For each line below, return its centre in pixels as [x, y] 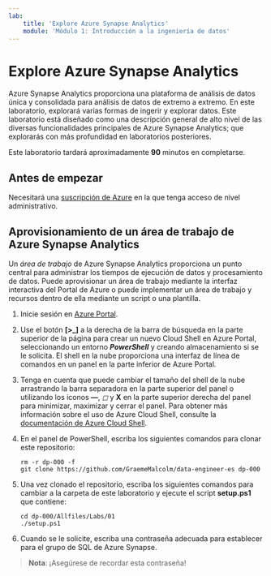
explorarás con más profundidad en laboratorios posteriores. [110, 137]
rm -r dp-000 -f [47, 462]
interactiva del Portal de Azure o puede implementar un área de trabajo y [130, 290]
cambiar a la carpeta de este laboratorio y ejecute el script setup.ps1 [135, 492]
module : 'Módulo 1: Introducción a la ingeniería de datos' [127, 31]
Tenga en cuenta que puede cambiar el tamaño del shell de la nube [133, 380]
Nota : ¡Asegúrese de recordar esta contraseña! [107, 563]
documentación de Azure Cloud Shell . [84, 423]
